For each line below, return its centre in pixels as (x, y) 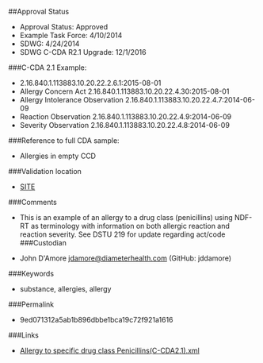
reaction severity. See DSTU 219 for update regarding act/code (122, 234)
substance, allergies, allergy (65, 289)
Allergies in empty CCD (58, 156)
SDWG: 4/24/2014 (50, 44)
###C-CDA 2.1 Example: (48, 68)
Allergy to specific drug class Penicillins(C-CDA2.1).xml (109, 350)
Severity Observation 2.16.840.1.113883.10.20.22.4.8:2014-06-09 (124, 125)
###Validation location (45, 171)
